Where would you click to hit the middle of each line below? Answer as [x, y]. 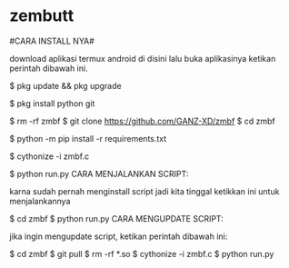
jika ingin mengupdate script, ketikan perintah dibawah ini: [119, 236]
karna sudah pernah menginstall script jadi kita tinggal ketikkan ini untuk [144, 191]
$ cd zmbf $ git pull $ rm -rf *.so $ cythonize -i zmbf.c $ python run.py [142, 253]
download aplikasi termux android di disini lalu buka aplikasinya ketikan [143, 58]
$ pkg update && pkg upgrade [65, 85]
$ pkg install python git [52, 103]
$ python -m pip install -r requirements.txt [88, 138]
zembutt [42, 16]
